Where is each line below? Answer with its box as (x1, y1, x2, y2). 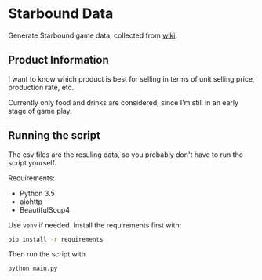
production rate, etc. (8, 82, 75, 92)
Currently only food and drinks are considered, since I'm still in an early (8, 97, 239, 107)
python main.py (8, 264, 58, 273)
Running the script (8, 129, 100, 142)
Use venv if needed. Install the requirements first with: (8, 220, 182, 230)
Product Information (8, 53, 110, 67)
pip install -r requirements (8, 235, 104, 243)
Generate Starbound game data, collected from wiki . (8, 31, 178, 40)
